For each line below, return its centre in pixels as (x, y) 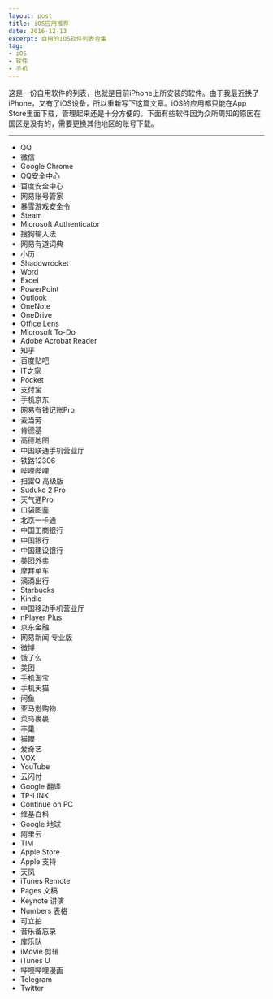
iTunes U (35, 960)
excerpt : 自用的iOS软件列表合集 (58, 39)
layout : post (30, 16)
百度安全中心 (41, 186)
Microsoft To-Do (48, 332)
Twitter (32, 988)
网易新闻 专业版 (46, 637)
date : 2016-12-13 (38, 31)
